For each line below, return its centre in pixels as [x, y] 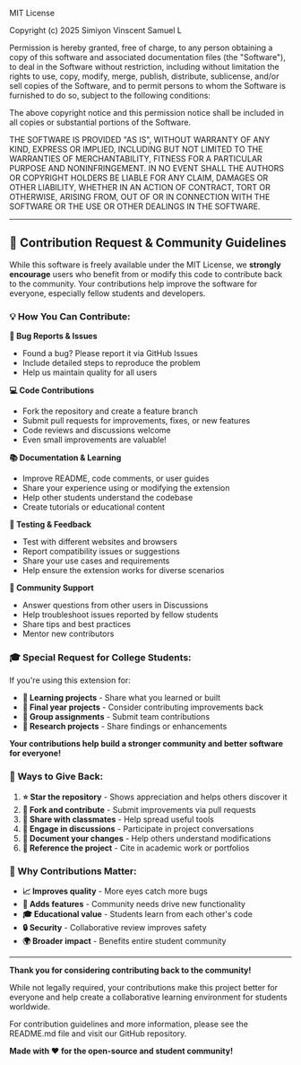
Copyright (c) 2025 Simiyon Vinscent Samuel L [95, 30]
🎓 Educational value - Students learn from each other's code [137, 914]
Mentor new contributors [68, 634]
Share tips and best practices [77, 624]
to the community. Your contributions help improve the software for [133, 284]
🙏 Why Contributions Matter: [73, 871]
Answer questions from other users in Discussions [115, 606]
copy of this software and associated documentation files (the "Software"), [148, 57]
